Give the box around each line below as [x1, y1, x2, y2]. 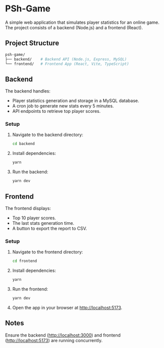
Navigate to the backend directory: [12, 132, 83, 138]
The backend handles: [5, 88, 51, 94]
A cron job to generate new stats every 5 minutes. [12, 103, 114, 109]
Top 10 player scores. [12, 215, 56, 221]
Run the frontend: [12, 286, 48, 292]
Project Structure [5, 39, 59, 48]
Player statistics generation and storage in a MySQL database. [12, 98, 139, 104]
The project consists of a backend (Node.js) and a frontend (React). [5, 24, 143, 30]
